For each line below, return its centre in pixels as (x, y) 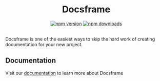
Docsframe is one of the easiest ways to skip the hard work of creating (80, 39)
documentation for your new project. (44, 44)
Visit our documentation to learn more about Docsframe (64, 73)
